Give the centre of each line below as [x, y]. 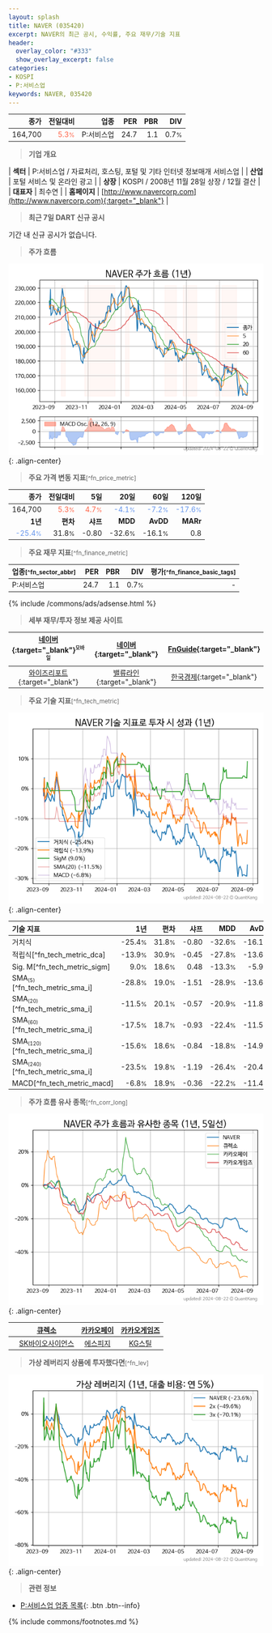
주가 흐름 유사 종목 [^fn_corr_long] [78, 1102]
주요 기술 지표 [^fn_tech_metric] [74, 701]
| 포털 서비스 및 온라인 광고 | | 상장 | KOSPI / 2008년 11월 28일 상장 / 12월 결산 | [134, 181]
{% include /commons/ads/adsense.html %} [82, 603]
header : [21, 43]
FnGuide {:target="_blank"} [214, 649]
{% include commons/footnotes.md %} [74, 1622]
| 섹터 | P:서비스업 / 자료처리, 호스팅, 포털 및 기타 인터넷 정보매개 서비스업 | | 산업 [136, 171]
